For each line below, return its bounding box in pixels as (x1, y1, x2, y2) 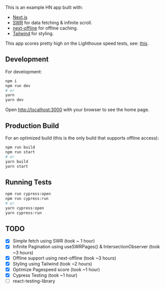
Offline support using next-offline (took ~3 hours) (12, 255, 117, 261)
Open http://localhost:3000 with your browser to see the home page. (5, 107, 150, 113)
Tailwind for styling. (12, 31, 54, 36)
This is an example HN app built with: (5, 5, 83, 10)
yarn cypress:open (5, 205, 44, 211)
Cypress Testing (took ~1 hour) (12, 272, 78, 278)
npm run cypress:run (5, 196, 49, 201)
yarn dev (5, 97, 24, 102)
